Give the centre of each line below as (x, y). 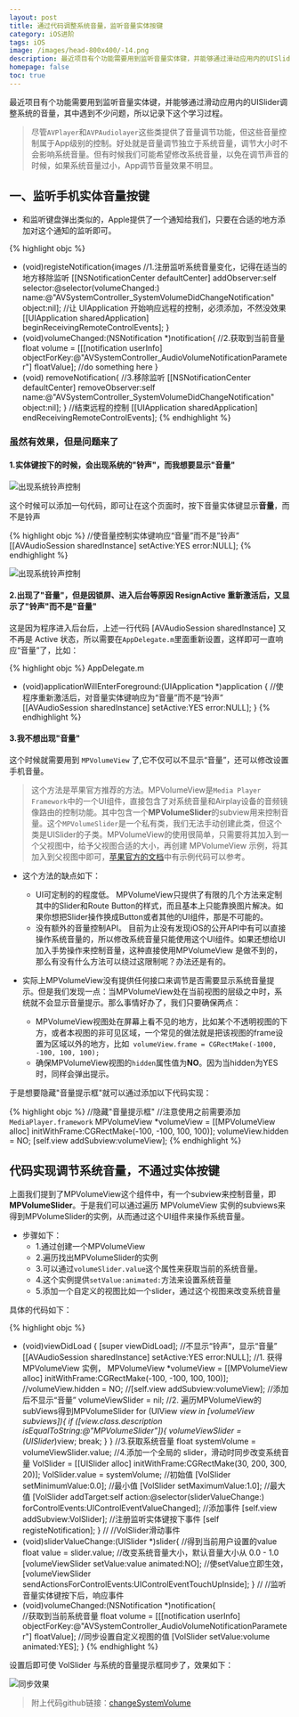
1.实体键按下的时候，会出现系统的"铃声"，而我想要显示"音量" (122, 465)
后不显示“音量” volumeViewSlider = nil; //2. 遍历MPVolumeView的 (142, 1400)
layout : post (33, 17)
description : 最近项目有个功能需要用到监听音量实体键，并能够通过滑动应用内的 (138, 59)
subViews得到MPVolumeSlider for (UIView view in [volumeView (138, 1411)
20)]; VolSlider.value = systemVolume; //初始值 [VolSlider (126, 1474)
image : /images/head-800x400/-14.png (79, 51)
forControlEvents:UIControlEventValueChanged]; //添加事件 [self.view (149, 1508)
